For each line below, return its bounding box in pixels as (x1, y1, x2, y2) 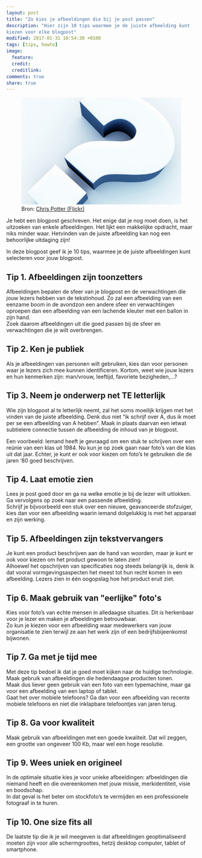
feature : (11, 54, 34, 60)
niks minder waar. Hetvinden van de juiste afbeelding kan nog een (6, 230, 171, 237)
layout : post (6, 10, 39, 16)
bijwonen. (6, 635, 31, 642)
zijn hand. (6, 313, 31, 320)
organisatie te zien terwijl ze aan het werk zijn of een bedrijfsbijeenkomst (6, 628, 188, 635)
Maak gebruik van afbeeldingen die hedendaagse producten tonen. (6, 674, 174, 681)
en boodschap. (6, 787, 44, 794)
